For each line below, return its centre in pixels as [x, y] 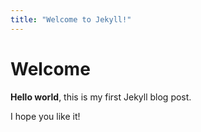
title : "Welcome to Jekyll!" [71, 19]
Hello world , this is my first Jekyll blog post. [101, 97]
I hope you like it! [45, 116]
